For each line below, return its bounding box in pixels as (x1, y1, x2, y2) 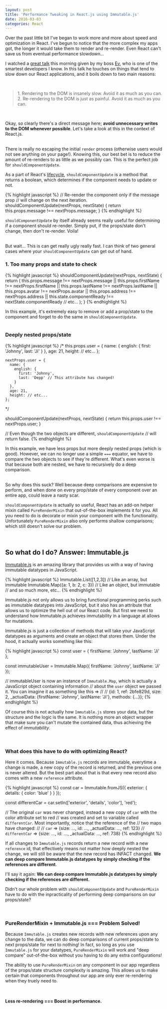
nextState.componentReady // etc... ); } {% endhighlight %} (5, 299, 127, 305)
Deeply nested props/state (5, 332, 71, 338)
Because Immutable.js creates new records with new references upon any (5, 931, 158, 937)
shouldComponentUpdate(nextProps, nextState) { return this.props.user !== (5, 415, 162, 421)
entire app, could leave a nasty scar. (5, 492, 80, 498)
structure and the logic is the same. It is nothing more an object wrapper (5, 714, 154, 720)
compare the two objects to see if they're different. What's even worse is (5, 456, 155, 462)
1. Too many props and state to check (5, 261, 97, 268)
